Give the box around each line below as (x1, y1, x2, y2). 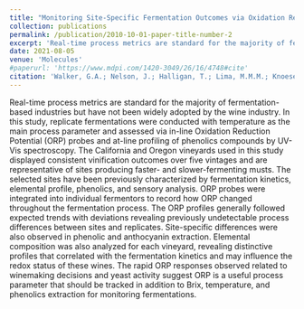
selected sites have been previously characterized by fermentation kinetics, (9, 173, 291, 184)
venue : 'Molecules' (9, 55, 83, 64)
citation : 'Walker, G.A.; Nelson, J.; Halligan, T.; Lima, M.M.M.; (9, 72, 270, 81)
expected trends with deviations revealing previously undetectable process (9, 211, 290, 222)
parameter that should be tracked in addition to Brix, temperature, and (9, 279, 271, 290)
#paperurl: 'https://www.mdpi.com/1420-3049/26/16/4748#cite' (9, 64, 249, 73)
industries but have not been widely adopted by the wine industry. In (34, 106, 290, 117)
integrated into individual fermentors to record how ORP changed (9, 192, 253, 203)
